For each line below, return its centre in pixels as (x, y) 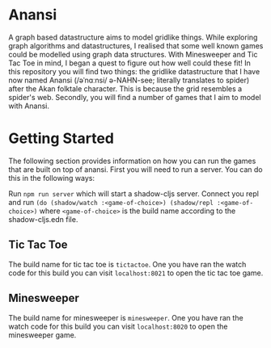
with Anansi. (29, 106)
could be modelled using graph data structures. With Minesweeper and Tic (133, 54)
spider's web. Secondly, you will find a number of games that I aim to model (135, 97)
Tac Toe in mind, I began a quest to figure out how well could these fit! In (129, 63)
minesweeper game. (42, 335)
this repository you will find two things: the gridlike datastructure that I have (134, 71)
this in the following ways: (52, 178)
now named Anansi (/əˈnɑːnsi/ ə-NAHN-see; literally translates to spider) (129, 80)
